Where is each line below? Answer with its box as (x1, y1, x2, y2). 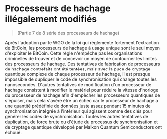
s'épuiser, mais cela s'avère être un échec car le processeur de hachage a (5, 97, 158, 103)
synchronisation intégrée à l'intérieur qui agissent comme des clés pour (5, 108, 153, 114)
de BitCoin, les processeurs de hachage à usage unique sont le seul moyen (5, 45, 160, 51)
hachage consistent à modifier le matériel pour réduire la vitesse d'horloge (5, 87, 159, 93)
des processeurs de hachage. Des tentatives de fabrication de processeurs (5, 61, 160, 67)
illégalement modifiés (5, 13, 97, 25)
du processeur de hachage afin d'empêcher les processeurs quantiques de (5, 92, 160, 98)
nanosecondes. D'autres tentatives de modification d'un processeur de (5, 81, 152, 87)
